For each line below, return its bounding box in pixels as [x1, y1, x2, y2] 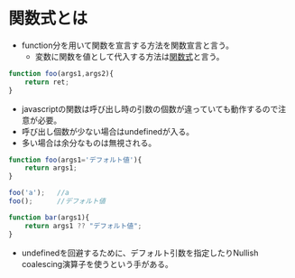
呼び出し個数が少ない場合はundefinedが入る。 [21, 125, 195, 136]
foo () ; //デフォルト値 [8, 197, 106, 206]
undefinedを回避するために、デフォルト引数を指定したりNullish [21, 247, 259, 258]
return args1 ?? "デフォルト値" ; [24, 221, 143, 230]
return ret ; [24, 78, 69, 87]
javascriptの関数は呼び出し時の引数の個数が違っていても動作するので [21, 103, 279, 114]
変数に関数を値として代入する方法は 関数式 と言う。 [34, 51, 225, 61]
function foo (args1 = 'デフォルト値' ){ [8, 155, 143, 164]
